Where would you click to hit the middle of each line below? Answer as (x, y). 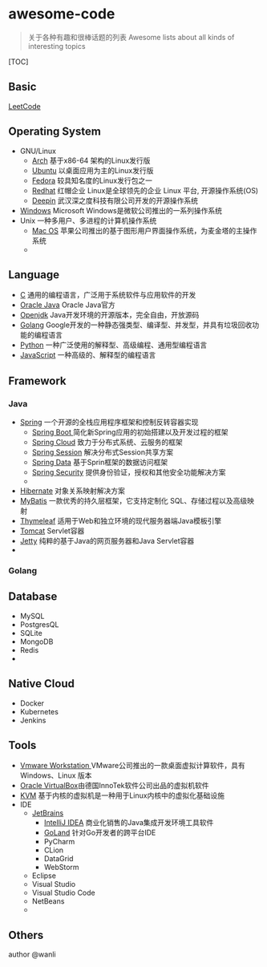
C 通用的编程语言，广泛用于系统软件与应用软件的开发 (108, 295)
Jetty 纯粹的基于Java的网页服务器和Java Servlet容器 (107, 541)
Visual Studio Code (63, 893)
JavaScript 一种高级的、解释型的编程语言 (88, 355)
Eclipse (44, 876)
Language (34, 275)
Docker (32, 703)
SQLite (31, 633)
